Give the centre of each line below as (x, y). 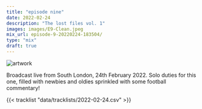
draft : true (21, 46)
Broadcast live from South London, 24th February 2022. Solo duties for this (101, 75)
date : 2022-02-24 (28, 18)
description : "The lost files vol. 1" (56, 23)
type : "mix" (21, 40)
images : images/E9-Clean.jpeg (45, 29)
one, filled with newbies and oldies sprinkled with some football (86, 81)
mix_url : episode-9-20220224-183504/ (54, 35)
